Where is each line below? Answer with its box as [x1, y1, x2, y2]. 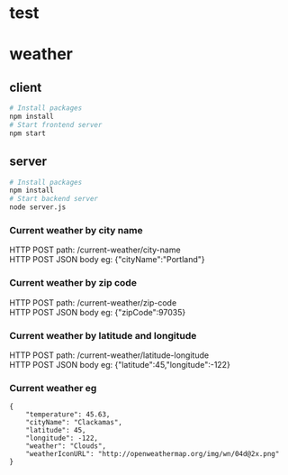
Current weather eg [9, 381, 97, 394]
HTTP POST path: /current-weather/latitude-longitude [9, 350, 210, 361]
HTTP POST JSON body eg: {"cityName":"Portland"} [9, 254, 205, 265]
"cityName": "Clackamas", [25, 418, 123, 427]
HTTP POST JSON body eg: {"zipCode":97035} [9, 306, 186, 317]
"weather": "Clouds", [25, 442, 106, 451]
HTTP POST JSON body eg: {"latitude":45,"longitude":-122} [9, 359, 231, 370]
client [9, 79, 42, 95]
